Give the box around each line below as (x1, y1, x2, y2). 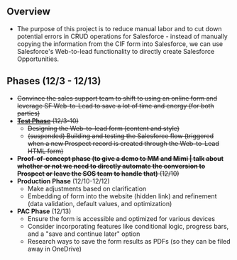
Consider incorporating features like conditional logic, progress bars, (27, 222, 229, 230)
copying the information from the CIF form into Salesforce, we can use (16, 39, 224, 48)
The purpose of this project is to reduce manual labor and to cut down (16, 24, 222, 33)
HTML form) (27, 147, 64, 155)
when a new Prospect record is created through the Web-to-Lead (27, 139, 219, 147)
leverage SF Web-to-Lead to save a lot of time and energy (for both (16, 101, 214, 110)
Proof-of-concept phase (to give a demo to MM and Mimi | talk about (16, 154, 224, 162)
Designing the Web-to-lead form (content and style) (27, 124, 180, 132)
